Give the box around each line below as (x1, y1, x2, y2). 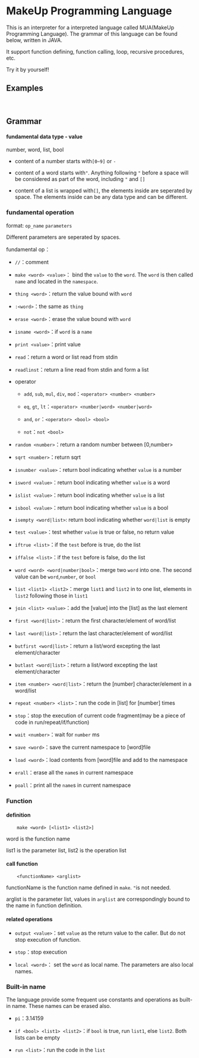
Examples (6, 83, 43, 94)
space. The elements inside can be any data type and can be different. (14, 194, 188, 201)
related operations (6, 916, 53, 923)
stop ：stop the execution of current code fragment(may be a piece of (14, 712, 185, 719)
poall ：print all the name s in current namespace (14, 782, 131, 789)
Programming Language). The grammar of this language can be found (6, 30, 178, 37)
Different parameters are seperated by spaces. (6, 234, 121, 241)
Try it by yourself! (6, 66, 49, 73)
